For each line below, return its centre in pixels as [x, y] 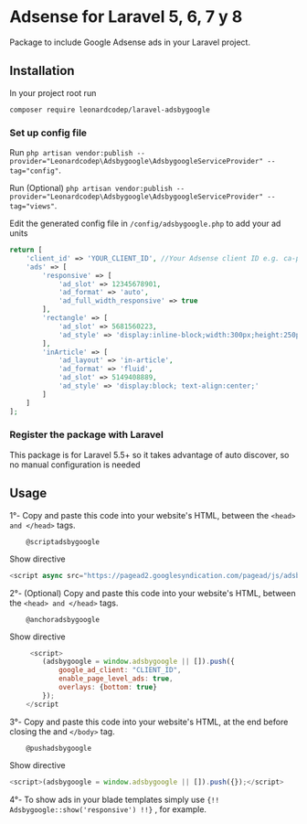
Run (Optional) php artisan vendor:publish [91, 188]
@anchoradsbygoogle [63, 619]
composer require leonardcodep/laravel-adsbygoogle [110, 110]
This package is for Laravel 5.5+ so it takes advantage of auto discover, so [149, 455]
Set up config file [48, 133]
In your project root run [53, 92]
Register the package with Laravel [87, 434]
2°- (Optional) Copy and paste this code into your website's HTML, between [153, 593]
